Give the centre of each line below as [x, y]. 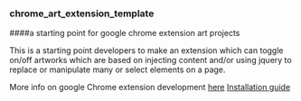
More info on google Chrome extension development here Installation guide [150, 87]
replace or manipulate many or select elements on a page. [118, 69]
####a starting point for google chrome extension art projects [125, 33]
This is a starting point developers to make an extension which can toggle [146, 50]
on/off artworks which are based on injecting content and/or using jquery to [150, 60]
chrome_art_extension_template [82, 14]
